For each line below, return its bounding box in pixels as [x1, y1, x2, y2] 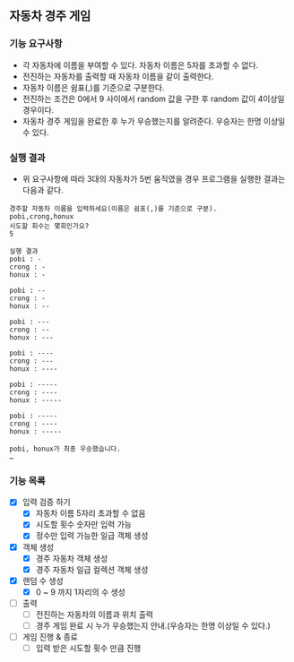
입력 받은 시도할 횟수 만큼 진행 [35, 643, 142, 654]
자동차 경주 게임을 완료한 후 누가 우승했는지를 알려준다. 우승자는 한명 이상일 [22, 116, 286, 126]
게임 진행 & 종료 [22, 632, 78, 642]
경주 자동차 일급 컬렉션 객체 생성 [35, 563, 149, 575]
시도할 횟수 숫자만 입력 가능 [35, 519, 132, 530]
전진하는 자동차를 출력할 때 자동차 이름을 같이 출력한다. [22, 71, 214, 82]
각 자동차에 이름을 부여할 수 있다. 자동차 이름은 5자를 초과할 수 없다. [22, 59, 259, 70]
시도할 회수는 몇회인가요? [9, 221, 90, 230]
